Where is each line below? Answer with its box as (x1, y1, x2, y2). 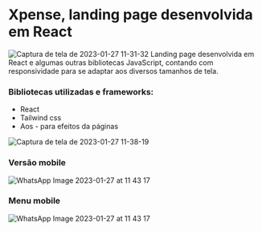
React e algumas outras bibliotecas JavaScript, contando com (8, 58, 214, 67)
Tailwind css (19, 113, 62, 123)
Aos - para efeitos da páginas (19, 122, 119, 132)
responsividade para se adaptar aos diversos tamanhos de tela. (8, 66, 219, 75)
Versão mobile (8, 157, 67, 168)
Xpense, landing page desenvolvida (8, 6, 253, 24)
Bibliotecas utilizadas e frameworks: (8, 86, 154, 97)
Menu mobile (8, 195, 61, 206)
